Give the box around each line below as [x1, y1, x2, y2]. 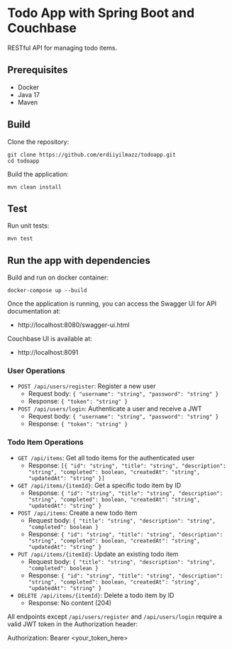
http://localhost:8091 [17, 348, 79, 357]
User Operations [7, 366, 65, 376]
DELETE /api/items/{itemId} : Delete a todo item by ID [17, 591, 175, 599]
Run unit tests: [7, 221, 50, 230]
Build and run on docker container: [7, 273, 109, 282]
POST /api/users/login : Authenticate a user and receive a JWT [17, 404, 202, 413]
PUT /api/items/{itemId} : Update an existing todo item [17, 550, 179, 558]
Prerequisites [7, 64, 68, 76]
